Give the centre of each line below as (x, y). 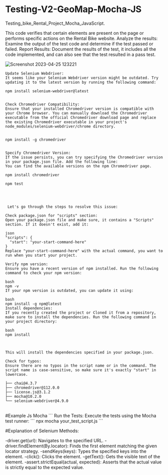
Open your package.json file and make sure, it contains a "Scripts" (80, 220)
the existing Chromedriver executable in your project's (66, 122)
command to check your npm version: (44, 273)
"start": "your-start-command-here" (48, 242)
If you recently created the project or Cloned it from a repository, (81, 313)
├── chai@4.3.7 (21, 383)
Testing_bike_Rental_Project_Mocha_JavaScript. (55, 23)
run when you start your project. (41, 255)
